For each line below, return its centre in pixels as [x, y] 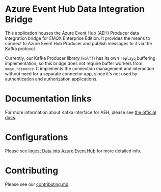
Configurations [37, 137]
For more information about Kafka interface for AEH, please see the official [80, 112]
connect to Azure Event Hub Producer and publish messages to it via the [79, 43]
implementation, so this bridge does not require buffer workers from [74, 63]
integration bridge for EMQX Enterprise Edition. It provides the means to [78, 38]
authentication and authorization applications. [51, 79]
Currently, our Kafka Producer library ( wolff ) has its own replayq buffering [80, 58]
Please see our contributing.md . [38, 184]
